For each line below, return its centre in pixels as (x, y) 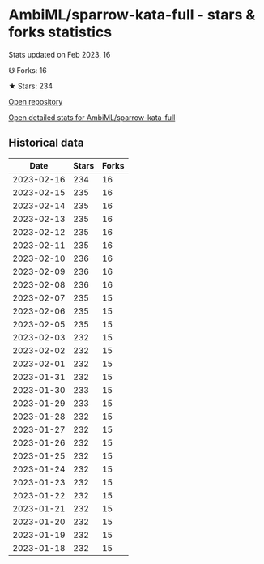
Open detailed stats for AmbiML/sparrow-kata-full (92, 117)
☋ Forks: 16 (28, 70)
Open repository (36, 101)
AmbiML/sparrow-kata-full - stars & (132, 15)
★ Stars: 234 (30, 86)
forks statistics (60, 32)
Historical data (46, 143)
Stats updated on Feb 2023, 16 (60, 54)
